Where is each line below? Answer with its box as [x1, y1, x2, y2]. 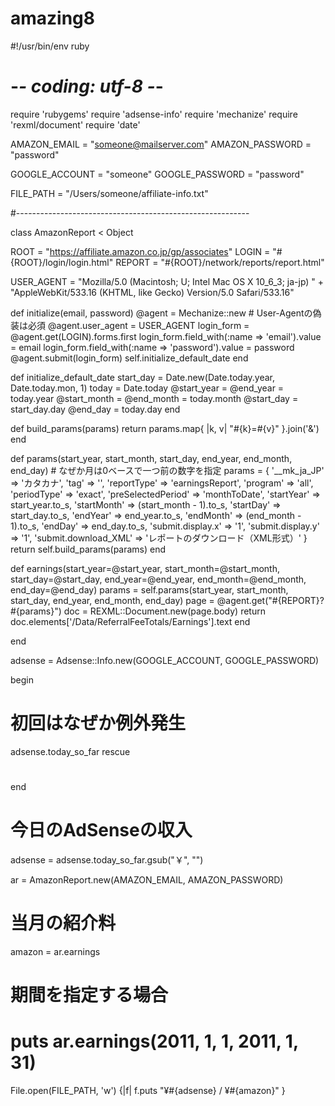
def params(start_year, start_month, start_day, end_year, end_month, [10, 452, 293, 464]
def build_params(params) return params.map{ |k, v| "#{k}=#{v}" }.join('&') [10, 422, 320, 434]
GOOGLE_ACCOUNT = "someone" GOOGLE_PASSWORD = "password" [10, 168, 305, 180]
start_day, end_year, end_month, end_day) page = [10, 594, 215, 606]
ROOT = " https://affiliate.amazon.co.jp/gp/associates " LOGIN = [10, 245, 271, 257]
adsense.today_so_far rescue [10, 745, 131, 757]
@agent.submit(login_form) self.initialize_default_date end [10, 352, 249, 364]
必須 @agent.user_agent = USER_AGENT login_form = [27, 319, 250, 331]
